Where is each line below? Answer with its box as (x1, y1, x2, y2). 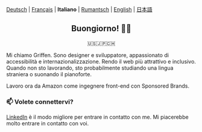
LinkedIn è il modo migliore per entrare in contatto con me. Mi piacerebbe (6, 113, 189, 121)
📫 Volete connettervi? (6, 97, 74, 106)
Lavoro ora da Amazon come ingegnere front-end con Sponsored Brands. (6, 82, 190, 89)
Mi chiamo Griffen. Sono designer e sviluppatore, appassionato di (6, 51, 169, 59)
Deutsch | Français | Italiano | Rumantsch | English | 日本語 (6, 6, 153, 13)
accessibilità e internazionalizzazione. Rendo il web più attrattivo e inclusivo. (6, 58, 196, 65)
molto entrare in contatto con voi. (6, 120, 89, 127)
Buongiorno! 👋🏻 (71, 23, 131, 34)
